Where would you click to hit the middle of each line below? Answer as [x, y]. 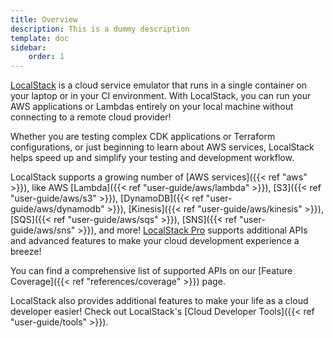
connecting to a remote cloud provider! [91, 117]
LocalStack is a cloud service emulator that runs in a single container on [159, 85]
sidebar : [28, 47]
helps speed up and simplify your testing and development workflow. [152, 158]
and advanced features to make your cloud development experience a [155, 241]
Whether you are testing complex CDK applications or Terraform [143, 137]
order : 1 [46, 57]
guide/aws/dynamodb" [57, 209]
